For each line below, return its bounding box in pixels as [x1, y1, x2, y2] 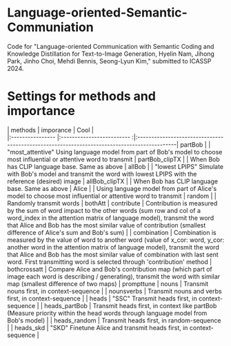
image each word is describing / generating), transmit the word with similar [7, 272, 221, 281]
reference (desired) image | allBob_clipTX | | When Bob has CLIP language [7, 177, 219, 185]
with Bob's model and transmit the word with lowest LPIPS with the [7, 170, 197, 178]
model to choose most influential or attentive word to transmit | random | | [7, 192, 217, 200]
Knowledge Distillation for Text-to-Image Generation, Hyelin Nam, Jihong [7, 50, 215, 58]
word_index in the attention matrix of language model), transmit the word [7, 214, 214, 222]
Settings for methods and [7, 88, 157, 104]
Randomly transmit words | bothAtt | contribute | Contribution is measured [7, 199, 218, 207]
